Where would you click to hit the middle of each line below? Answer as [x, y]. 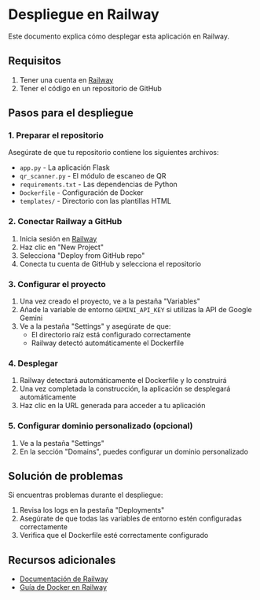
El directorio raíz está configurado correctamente [111, 335]
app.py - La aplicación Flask [64, 167]
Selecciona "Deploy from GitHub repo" [82, 255]
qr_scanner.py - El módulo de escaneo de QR [93, 176]
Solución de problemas [66, 476]
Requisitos [35, 61]
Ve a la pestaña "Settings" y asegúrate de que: [95, 326]
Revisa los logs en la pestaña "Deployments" [92, 510]
